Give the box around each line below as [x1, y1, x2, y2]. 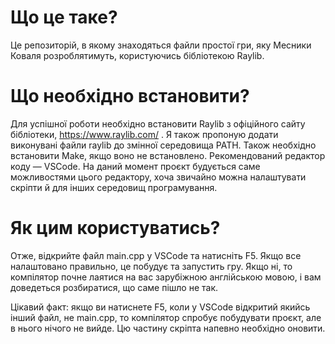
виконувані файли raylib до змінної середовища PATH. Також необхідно [10, 139, 317, 151]
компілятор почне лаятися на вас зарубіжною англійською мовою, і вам [10, 271, 322, 283]
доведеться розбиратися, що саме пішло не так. [10, 281, 219, 293]
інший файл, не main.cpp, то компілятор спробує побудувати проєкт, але [10, 311, 322, 323]
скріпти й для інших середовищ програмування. [10, 181, 218, 193]
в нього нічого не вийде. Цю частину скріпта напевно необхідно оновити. [10, 322, 326, 334]
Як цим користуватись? [10, 217, 221, 240]
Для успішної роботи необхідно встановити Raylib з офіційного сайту [10, 117, 306, 130]
